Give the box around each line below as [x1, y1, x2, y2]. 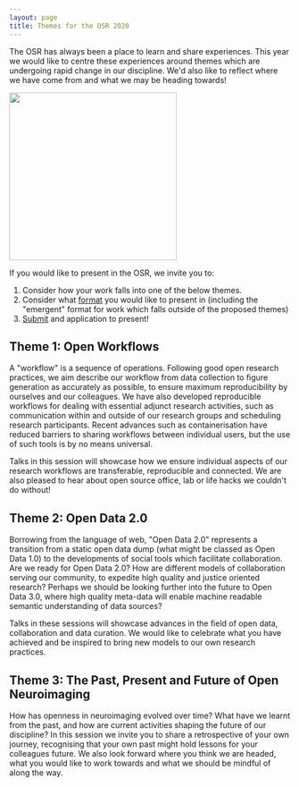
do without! [9, 485, 51, 495]
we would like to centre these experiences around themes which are [9, 55, 261, 66]
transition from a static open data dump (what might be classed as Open [9, 544, 276, 554]
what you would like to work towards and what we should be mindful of [9, 757, 271, 768]
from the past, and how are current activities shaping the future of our [9, 719, 267, 730]
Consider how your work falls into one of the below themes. [21, 284, 243, 295]
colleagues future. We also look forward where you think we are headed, [9, 748, 277, 758]
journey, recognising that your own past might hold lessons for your [9, 739, 259, 749]
